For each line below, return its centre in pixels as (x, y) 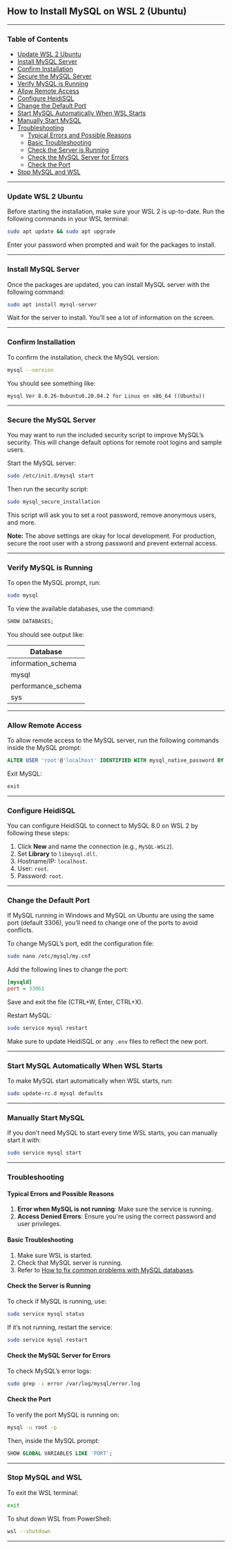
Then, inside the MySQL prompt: (54, 1440)
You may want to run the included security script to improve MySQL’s (105, 435)
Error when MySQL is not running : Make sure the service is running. (115, 1209)
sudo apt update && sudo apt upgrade (61, 231)
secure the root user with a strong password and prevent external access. (112, 543)
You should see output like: (46, 634)
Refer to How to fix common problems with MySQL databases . (106, 1270)
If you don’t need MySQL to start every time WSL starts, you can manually (113, 1133)
